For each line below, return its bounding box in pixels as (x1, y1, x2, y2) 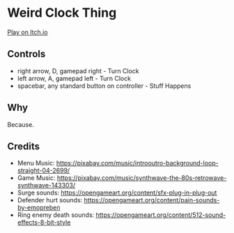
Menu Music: (17, 159, 55, 167)
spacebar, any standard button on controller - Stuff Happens (17, 82, 192, 90)
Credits (7, 140, 40, 152)
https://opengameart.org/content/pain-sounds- (84, 196, 220, 204)
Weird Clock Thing (7, 5, 117, 21)
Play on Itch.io (7, 28, 48, 36)
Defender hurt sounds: (17, 196, 83, 204)
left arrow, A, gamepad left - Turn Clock (17, 74, 131, 82)
